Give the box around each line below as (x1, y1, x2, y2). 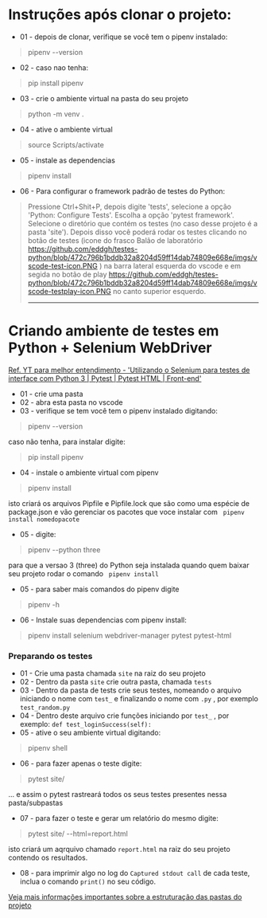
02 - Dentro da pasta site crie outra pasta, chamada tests (19, 677, 212, 687)
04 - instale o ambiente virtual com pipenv (19, 468, 159, 477)
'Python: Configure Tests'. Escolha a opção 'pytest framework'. (27, 210, 234, 220)
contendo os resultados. (8, 853, 88, 862)
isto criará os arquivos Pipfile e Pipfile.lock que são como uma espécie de (8, 498, 250, 508)
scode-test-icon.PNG (27, 261, 98, 270)
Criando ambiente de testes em (8, 322, 219, 340)
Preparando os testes (8, 650, 93, 661)
